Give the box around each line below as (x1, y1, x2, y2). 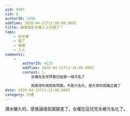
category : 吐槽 (5, 92, 34, 97)
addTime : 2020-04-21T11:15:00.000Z (22, 66, 94, 71)
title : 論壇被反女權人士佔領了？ (5, 25, 64, 30)
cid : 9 (5, 12, 18, 16)
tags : (5, 29, 16, 34)
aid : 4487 (5, 7, 25, 12)
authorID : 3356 (5, 16, 36, 21)
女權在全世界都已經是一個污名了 (30, 74, 86, 79)
